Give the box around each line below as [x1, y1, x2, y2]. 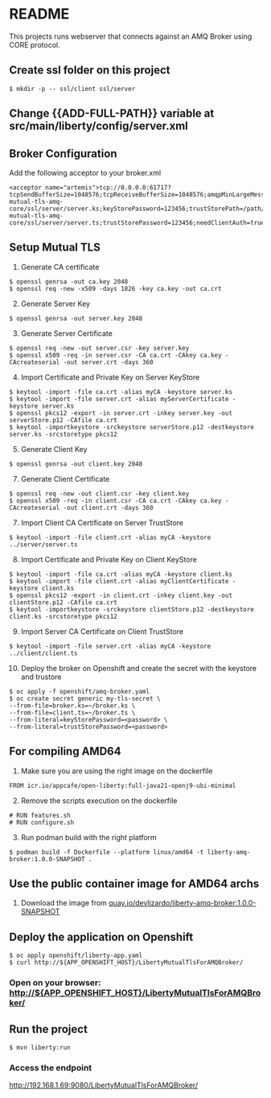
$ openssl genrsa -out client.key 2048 [9, 460, 143, 468]
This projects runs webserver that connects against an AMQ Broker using [9, 31, 253, 41]
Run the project [9, 1022, 88, 1036]
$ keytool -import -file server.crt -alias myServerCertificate [9, 395, 229, 403]
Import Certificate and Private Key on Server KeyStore [20, 372, 200, 382]
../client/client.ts [9, 649, 79, 657]
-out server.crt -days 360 [63, 358, 154, 367]
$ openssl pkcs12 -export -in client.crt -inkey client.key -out [9, 591, 232, 599]
